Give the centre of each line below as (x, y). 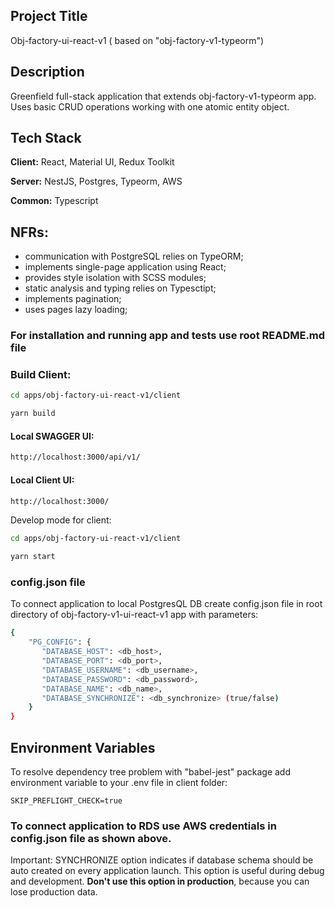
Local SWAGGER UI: (52, 436)
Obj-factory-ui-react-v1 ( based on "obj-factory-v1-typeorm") (137, 40)
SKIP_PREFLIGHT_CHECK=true (66, 800)
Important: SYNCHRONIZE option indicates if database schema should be (162, 860)
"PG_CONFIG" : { (60, 642)
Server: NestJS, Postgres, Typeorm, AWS (96, 181)
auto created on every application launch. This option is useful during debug (167, 871)
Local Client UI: (42, 480)
